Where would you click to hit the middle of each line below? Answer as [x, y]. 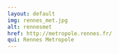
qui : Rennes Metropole [41, 40]
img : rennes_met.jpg [38, 20]
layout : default [31, 14]
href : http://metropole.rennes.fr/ [60, 33]
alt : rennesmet [30, 27]
